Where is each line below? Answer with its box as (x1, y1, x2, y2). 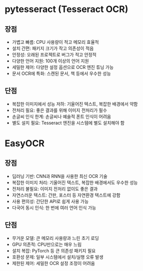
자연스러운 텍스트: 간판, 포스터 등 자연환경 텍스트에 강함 (12, 192, 121, 198)
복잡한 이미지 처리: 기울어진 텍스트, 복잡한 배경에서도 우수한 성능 (12, 179, 138, 186)
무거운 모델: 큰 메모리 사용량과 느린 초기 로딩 (12, 235, 99, 241)
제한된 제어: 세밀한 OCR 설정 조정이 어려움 (12, 260, 95, 266)
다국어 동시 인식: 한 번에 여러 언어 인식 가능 (12, 205, 96, 211)
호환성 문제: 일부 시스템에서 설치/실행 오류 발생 (12, 254, 104, 260)
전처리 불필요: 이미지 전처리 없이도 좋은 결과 (12, 186, 98, 192)
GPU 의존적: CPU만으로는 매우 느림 (12, 241, 82, 247)
